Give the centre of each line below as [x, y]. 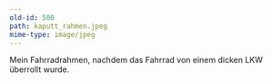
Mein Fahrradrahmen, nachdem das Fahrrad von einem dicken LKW [136, 60]
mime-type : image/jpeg [52, 34]
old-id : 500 [32, 18]
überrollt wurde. [40, 69]
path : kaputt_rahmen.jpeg [58, 26]
